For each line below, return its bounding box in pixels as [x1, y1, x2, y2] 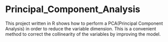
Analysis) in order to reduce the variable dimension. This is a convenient [5, 25, 156, 31]
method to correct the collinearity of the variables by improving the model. [5, 31, 161, 37]
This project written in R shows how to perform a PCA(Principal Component [5, 20, 163, 26]
